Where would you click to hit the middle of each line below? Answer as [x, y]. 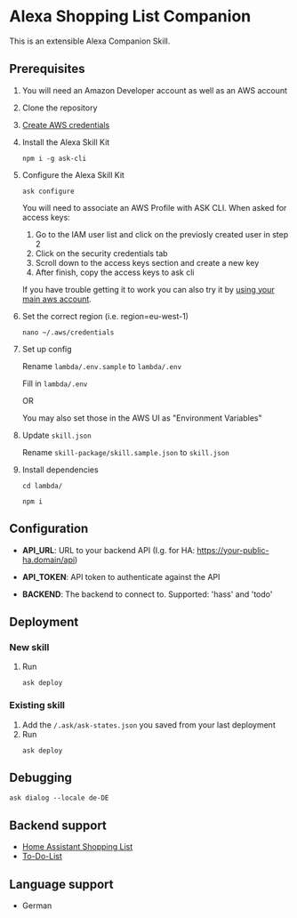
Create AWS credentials [66, 125]
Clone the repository [60, 108]
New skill [29, 647]
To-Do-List [42, 857]
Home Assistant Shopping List [77, 847]
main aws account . [56, 299]
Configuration [49, 529]
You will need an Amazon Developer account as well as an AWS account [154, 90]
